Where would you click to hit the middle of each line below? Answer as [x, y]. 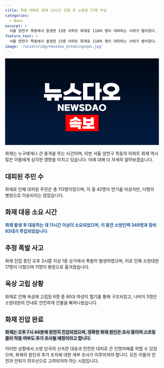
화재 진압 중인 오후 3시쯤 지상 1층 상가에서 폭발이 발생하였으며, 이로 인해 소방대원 [82, 261]
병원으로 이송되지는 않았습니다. [35, 195]
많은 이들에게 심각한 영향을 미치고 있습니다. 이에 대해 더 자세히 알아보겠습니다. [79, 160]
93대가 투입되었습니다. [27, 231]
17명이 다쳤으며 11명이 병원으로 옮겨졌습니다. [47, 267]
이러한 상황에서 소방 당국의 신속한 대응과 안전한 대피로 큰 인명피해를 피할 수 [77, 349]
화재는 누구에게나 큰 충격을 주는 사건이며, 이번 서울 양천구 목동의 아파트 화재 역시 [82, 154]
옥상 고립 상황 [24, 284]
